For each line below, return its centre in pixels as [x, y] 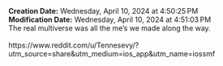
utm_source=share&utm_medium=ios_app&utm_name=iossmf [112, 54]
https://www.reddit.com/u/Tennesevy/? [74, 45]
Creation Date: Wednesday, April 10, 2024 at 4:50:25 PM [103, 11]
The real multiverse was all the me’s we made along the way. [109, 28]
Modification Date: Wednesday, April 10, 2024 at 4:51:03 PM [110, 19]
